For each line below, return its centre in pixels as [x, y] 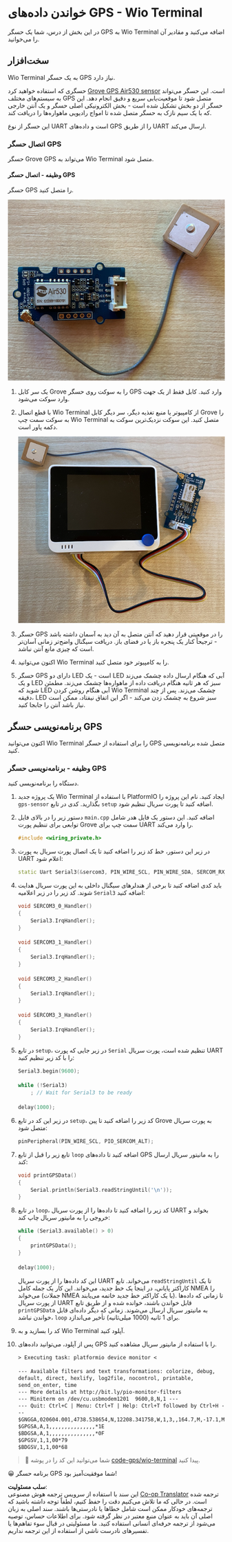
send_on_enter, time [47, 1385]
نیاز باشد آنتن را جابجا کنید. [51, 705]
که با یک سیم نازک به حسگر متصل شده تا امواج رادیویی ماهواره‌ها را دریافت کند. [110, 112]
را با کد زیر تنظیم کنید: [46, 1057]
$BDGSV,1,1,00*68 [43, 1447]
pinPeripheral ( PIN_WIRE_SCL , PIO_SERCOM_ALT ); [86, 1141]
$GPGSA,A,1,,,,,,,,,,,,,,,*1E [61, 1426]
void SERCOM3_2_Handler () [55, 979]
